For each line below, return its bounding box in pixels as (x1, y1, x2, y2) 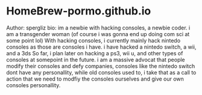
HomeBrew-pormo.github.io (6, 4, 151, 18)
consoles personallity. (6, 81, 61, 88)
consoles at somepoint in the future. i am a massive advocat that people (6, 56, 185, 63)
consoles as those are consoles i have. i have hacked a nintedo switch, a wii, (6, 43, 197, 51)
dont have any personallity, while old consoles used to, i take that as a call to (6, 69, 197, 76)
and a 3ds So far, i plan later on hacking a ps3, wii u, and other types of (6, 49, 183, 57)
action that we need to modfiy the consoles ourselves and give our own (6, 75, 184, 82)
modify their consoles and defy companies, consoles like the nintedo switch (6, 62, 195, 70)
